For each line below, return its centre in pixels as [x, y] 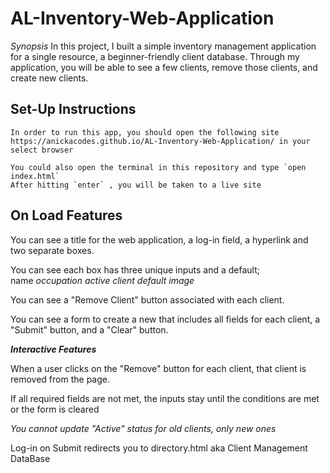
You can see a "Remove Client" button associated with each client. [147, 299]
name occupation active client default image [102, 280]
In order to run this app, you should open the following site [145, 132]
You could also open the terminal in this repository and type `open [158, 167]
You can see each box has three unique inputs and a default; [135, 269]
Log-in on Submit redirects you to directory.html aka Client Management [159, 448]
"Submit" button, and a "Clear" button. [89, 329]
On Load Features [66, 215]
